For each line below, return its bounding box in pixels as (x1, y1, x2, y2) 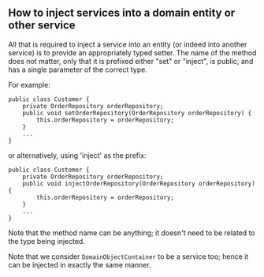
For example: (8, 80, 51, 89)
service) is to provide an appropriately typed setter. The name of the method (8, 47, 257, 58)
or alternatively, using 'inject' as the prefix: (8, 150, 147, 160)
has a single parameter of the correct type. (8, 65, 147, 74)
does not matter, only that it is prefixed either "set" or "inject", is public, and (8, 56, 254, 66)
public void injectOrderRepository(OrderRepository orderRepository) (22, 179, 256, 188)
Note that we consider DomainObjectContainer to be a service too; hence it (8, 252, 249, 261)
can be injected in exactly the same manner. (8, 260, 151, 269)
